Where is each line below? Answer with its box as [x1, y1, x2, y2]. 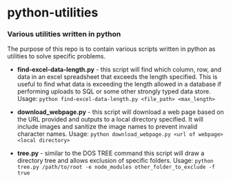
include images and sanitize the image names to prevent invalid [17, 122, 198, 131]
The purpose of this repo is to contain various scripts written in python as [7, 45, 216, 53]
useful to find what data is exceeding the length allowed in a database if [17, 80, 222, 89]
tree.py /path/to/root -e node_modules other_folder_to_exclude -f [17, 163, 215, 171]
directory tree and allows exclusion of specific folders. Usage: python [17, 157, 214, 165]
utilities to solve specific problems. [7, 52, 106, 60]
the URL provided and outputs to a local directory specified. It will [17, 115, 203, 124]
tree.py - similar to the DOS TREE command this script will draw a [17, 149, 205, 157]
